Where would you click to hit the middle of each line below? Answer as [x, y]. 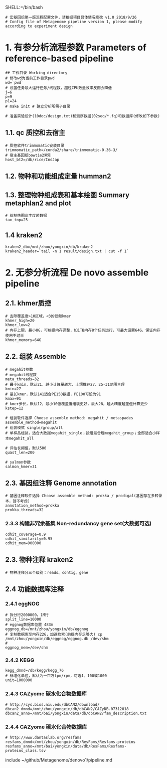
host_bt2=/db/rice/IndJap [32, 160]
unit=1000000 [19, 680]
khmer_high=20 [20, 321]
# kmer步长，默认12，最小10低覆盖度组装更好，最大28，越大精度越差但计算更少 [76, 404]
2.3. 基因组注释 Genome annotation [61, 483]
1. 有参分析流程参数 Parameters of [76, 48]
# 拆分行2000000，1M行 [27, 615]
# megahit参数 [19, 369]
